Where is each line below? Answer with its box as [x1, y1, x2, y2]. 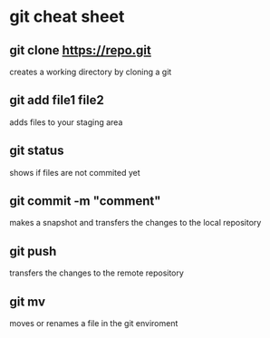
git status [9, 143, 64, 159]
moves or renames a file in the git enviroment [9, 318, 178, 329]
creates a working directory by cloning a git [9, 66, 172, 77]
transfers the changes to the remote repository [9, 267, 184, 278]
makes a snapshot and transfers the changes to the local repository [9, 217, 262, 228]
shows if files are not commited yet [9, 167, 140, 178]
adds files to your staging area [9, 116, 123, 128]
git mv [9, 294, 46, 309]
